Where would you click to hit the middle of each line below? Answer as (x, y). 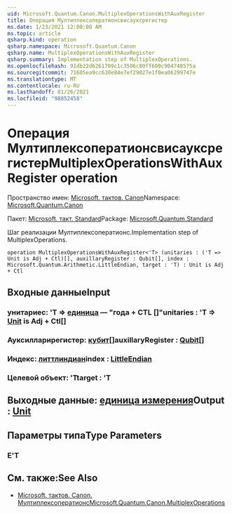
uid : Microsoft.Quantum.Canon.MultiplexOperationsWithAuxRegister (106, 14)
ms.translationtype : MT (42, 79)
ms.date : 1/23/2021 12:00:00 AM (54, 27)
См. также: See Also (53, 478)
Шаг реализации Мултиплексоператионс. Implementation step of (103, 232)
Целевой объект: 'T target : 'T (59, 378)
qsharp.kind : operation (42, 40)
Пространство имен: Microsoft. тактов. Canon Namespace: (94, 197)
